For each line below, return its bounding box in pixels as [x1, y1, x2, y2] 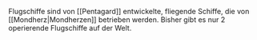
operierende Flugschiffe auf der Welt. [8, 24, 132, 32]
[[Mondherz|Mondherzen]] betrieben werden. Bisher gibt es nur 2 [8, 15, 226, 24]
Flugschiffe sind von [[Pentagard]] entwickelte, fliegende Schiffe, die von [8, 7, 250, 16]
